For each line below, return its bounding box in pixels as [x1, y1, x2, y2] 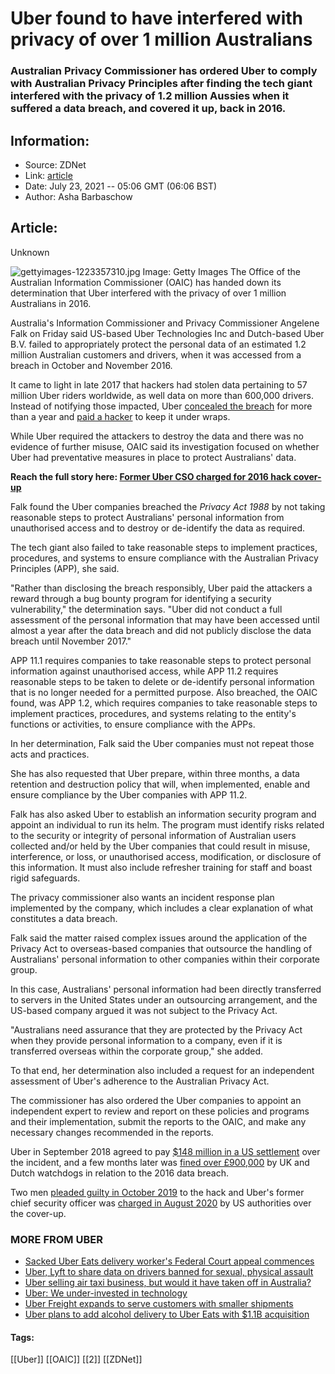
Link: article [24, 169, 73, 181]
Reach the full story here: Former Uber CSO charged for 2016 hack [10, 470, 292, 482]
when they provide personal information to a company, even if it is [10, 1034, 283, 1046]
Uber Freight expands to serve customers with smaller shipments [24, 1298, 294, 1310]
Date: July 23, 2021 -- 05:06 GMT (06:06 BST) [24, 180, 218, 192]
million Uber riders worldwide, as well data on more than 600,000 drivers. [10, 389, 314, 401]
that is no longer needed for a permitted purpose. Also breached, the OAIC [10, 686, 318, 698]
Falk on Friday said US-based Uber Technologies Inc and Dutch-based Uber [10, 327, 325, 339]
